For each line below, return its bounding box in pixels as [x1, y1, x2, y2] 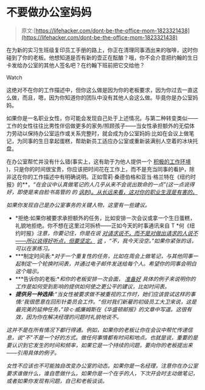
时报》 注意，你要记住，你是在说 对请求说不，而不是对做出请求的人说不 [20, 229, 198, 236]
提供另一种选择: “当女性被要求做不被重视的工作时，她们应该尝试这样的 [15, 290, 190, 297]
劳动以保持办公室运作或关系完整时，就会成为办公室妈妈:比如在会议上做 [11, 129, 190, 137]
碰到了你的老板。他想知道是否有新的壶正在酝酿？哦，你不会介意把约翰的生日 [6, 54, 198, 61]
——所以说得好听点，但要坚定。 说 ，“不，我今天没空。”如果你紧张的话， [15, 237, 197, 244]
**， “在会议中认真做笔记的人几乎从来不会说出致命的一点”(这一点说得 [22, 180, 195, 188]
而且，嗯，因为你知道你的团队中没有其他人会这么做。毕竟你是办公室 [22, 94, 193, 101]
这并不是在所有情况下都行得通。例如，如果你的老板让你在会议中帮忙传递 [6, 326, 187, 333]
